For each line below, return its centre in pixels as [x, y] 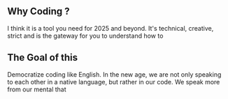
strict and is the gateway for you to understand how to [85, 36]
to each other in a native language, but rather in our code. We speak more [114, 82]
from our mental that [37, 89]
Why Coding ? [38, 12]
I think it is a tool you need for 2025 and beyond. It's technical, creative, [111, 28]
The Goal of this [43, 58]
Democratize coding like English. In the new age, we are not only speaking [114, 74]
